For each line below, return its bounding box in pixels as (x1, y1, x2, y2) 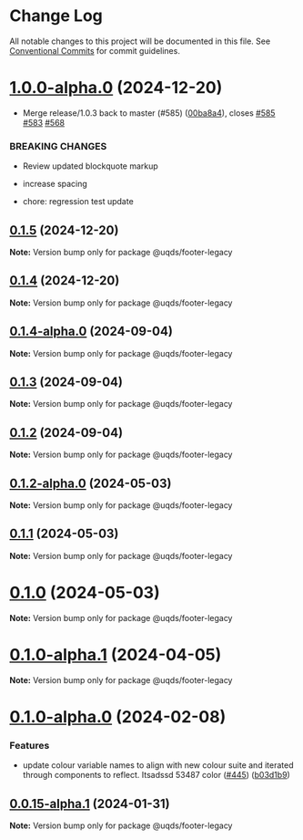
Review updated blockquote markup (22, 161, 159, 171)
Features (9, 739, 50, 752)
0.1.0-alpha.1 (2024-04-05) (9, 644, 222, 665)
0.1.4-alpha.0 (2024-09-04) (9, 324, 173, 339)
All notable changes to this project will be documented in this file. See (9, 36, 271, 47)
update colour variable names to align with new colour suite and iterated (22, 760, 294, 771)
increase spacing (22, 179, 88, 190)
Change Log (9, 5, 103, 26)
